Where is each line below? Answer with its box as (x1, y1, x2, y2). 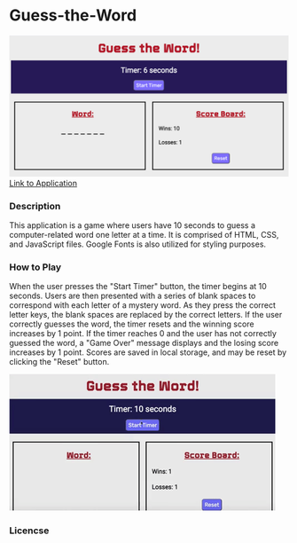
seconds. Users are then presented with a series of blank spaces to (9, 290, 256, 302)
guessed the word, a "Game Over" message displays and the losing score (9, 338, 279, 349)
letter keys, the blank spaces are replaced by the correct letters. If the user (9, 310, 283, 320)
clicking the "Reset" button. (9, 357, 110, 367)
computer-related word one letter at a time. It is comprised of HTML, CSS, (9, 230, 279, 240)
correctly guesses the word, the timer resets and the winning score (9, 319, 254, 329)
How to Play (9, 261, 62, 273)
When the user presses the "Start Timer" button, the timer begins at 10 (9, 281, 268, 292)
